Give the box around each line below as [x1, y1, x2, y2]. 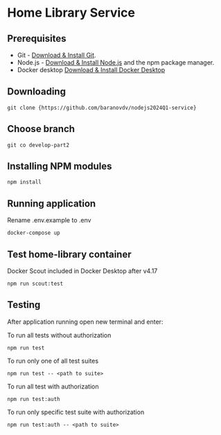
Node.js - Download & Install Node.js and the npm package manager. [17, 58, 215, 67]
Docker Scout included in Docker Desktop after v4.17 [7, 267, 158, 275]
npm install [7, 179, 42, 186]
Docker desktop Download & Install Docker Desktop [17, 66, 166, 74]
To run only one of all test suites [7, 356, 99, 365]
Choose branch [7, 123, 75, 135]
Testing [7, 299, 41, 311]
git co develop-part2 [7, 141, 70, 149]
